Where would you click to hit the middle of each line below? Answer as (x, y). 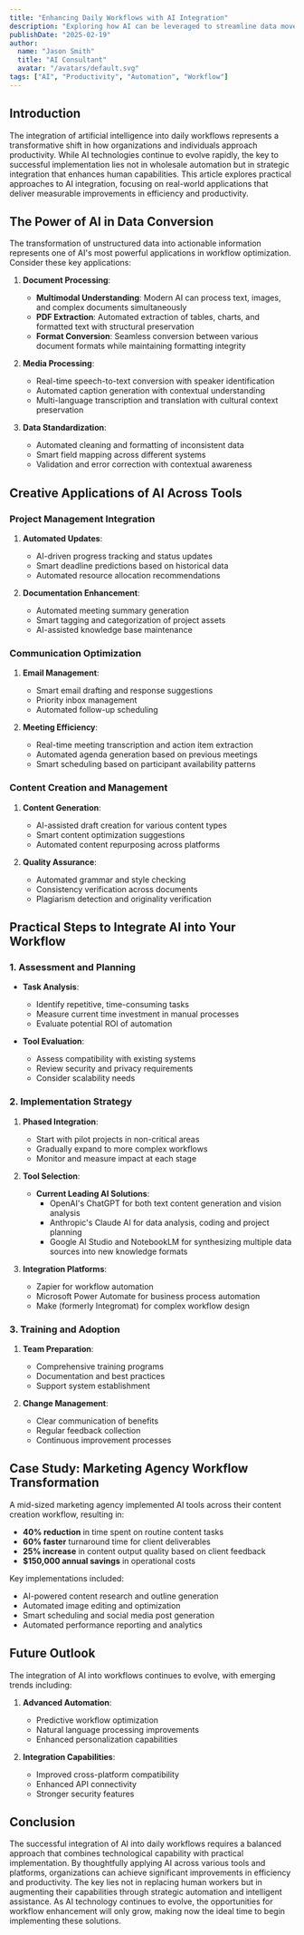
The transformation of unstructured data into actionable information (136, 243)
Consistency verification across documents (117, 889)
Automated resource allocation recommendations (128, 576)
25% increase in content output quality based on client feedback (144, 1551)
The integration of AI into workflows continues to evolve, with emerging (142, 1675)
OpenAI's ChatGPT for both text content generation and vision (166, 1203)
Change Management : (65, 1403)
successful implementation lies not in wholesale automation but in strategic (149, 164)
